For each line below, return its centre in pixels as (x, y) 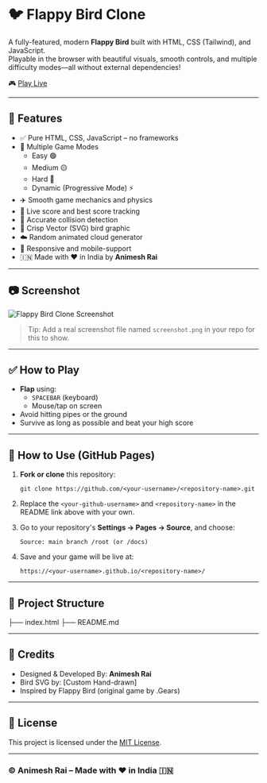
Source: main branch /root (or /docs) (84, 542)
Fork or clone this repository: (68, 474)
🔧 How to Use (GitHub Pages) (81, 455)
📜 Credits (32, 655)
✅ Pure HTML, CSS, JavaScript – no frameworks (99, 137)
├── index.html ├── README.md (64, 622)
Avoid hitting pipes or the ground (74, 415)
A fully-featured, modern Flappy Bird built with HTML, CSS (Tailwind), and (130, 42)
